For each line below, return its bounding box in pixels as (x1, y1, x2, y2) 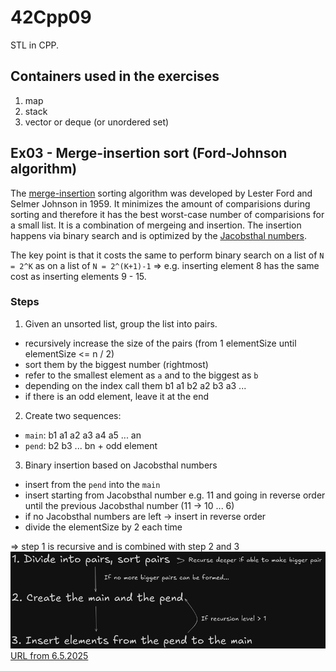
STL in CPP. (10, 39, 60, 51)
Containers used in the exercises (10, 68, 220, 85)
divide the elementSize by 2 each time (24, 521, 183, 533)
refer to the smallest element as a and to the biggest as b (24, 369, 259, 381)
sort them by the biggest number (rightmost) (24, 358, 209, 370)
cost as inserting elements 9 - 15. (10, 270, 147, 282)
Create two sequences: (24, 409, 122, 421)
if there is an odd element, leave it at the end (24, 390, 209, 402)
